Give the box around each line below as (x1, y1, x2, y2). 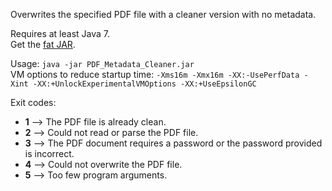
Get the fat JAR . (10, 39, 76, 50)
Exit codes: (10, 97, 57, 108)
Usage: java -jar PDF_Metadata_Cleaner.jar (10, 58, 195, 69)
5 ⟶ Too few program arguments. (24, 169, 168, 181)
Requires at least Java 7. (10, 28, 111, 39)
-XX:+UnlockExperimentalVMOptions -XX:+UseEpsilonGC (32, 79, 257, 89)
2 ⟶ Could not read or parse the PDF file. (24, 127, 199, 138)
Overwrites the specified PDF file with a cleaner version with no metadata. (10, 9, 317, 20)
